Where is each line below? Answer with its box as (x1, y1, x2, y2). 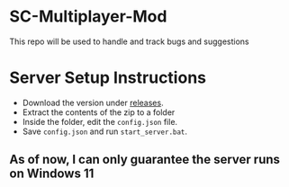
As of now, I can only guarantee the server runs (9, 152, 281, 167)
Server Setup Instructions (9, 67, 207, 88)
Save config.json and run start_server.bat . (22, 126, 187, 137)
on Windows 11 (9, 166, 95, 182)
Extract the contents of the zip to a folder (22, 106, 176, 118)
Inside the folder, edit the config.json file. (22, 116, 178, 127)
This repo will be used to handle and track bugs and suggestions (9, 36, 249, 47)
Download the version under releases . (22, 97, 164, 108)
